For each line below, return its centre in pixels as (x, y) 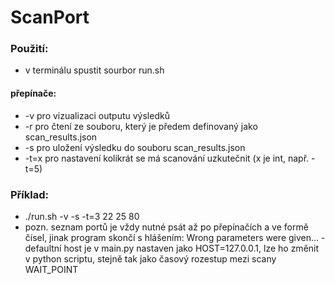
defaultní (43, 248)
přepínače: (33, 93)
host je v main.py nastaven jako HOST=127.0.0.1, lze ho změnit (191, 248)
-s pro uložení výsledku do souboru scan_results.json (135, 147)
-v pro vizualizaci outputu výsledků (97, 115)
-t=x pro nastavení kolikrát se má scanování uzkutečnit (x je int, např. (167, 158)
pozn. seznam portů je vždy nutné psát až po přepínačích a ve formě (166, 227)
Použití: (29, 49)
